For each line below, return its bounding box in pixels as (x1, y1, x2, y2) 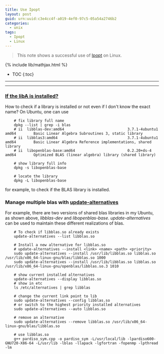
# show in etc (14, 281, 42, 286)
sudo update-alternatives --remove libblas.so (14, 319, 110, 325)
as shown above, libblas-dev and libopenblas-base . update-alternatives (5, 215, 151, 221)
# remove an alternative (14, 315, 64, 320)
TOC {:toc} (12, 71, 34, 77)
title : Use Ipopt (5, 7, 41, 12)
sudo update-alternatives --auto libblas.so (14, 307, 106, 312)
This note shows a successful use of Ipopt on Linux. (17, 52, 122, 58)
